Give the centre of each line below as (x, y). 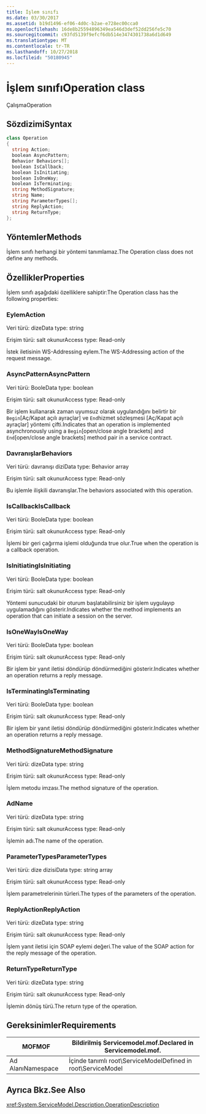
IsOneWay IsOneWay (37, 632)
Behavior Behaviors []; (41, 161)
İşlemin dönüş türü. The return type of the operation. (72, 1006)
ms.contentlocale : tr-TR (38, 47)
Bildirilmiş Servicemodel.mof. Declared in (133, 1042)
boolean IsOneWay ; (36, 178)
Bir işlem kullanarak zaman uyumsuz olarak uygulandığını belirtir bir (91, 411)
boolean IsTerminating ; (42, 184)
